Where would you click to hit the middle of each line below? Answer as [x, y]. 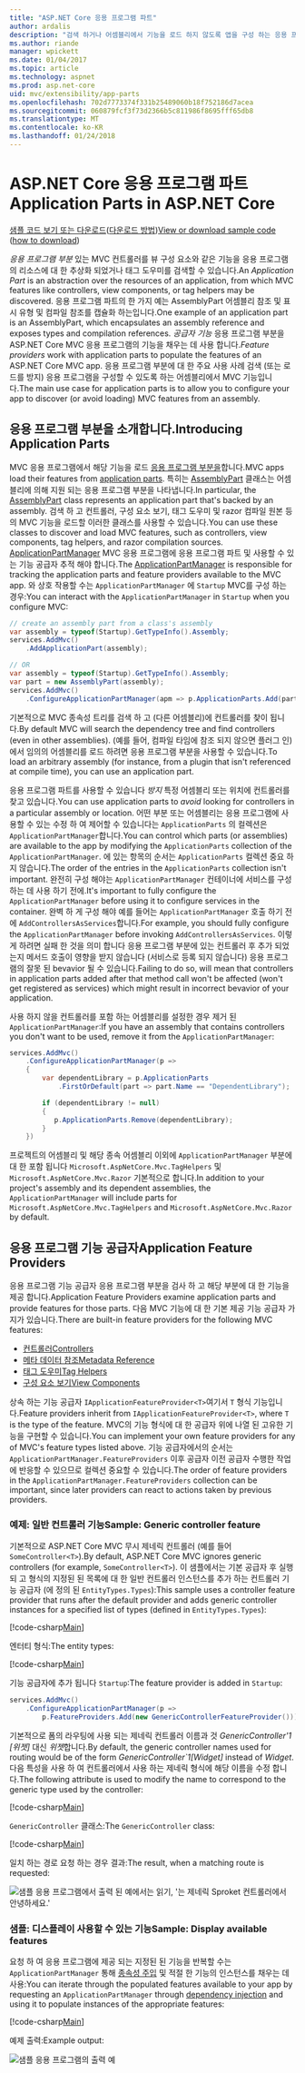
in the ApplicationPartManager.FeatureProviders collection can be [133, 1480]
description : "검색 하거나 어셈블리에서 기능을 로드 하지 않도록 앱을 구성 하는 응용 [148, 35]
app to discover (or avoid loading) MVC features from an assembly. [135, 398]
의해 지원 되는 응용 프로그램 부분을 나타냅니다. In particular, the [145, 489]
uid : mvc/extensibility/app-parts [75, 94]
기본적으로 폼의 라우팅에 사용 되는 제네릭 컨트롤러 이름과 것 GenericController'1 [151, 1735]
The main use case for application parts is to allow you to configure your [154, 388]
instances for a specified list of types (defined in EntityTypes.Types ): [138, 1610]
